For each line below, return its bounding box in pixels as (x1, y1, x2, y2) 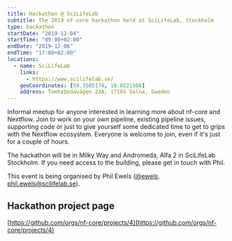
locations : (7, 56, 39, 63)
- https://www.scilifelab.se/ (25, 75, 114, 83)
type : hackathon (7, 23, 55, 30)
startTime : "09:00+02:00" (7, 36, 82, 43)
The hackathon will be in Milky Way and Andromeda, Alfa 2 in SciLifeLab (7, 151, 216, 160)
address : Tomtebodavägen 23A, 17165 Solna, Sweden (20, 88, 171, 95)
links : (20, 69, 39, 76)
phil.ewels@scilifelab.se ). (7, 179, 80, 188)
